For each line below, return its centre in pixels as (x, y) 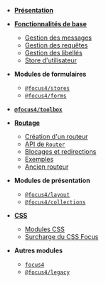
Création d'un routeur (56, 137)
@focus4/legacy (47, 272)
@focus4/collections (55, 202)
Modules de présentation (52, 181)
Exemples (39, 159)
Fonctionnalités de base (51, 24)
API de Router (45, 144)
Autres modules (38, 250)
